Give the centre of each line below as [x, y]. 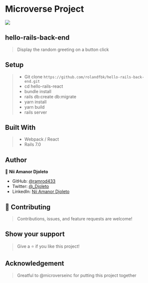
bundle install [38, 91]
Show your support [35, 234]
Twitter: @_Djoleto [31, 187]
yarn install [35, 102]
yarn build [34, 107]
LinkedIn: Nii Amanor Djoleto [41, 191]
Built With [20, 128]
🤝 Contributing [28, 207]
